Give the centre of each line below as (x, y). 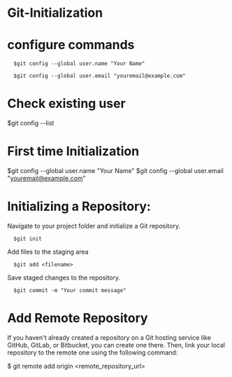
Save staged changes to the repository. (64, 277)
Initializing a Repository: (79, 206)
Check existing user (66, 104)
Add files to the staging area (48, 252)
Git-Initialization (55, 13)
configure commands (71, 45)
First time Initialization (73, 151)
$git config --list (31, 123)
